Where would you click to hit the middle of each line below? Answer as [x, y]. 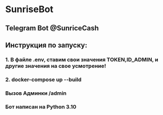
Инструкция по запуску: [46, 45]
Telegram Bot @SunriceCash [52, 28]
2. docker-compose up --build [43, 80]
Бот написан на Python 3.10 [41, 106]
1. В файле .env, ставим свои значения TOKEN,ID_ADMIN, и [82, 59]
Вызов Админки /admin [36, 93]
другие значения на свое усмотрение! [56, 66]
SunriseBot [29, 9]
